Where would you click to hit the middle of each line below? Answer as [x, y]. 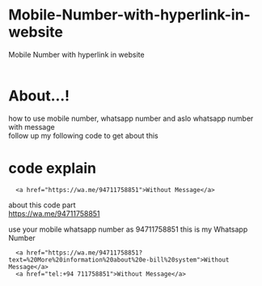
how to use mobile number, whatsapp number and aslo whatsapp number [131, 118]
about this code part [42, 205]
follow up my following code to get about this [84, 135]
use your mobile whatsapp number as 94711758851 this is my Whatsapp [128, 229]
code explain [53, 169]
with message [32, 126]
